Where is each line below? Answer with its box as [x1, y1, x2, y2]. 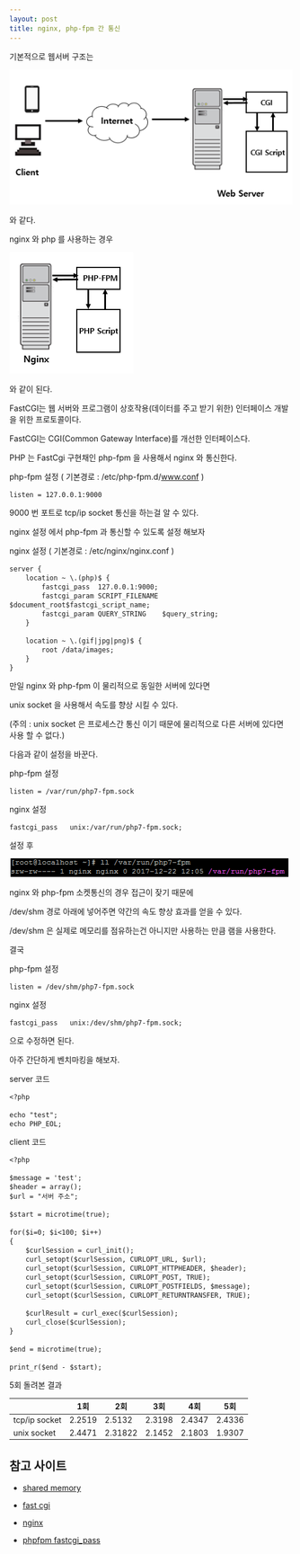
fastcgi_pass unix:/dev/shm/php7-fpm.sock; [9, 1018, 182, 1027]
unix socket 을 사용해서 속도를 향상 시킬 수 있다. [9, 699, 179, 710]
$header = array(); [9, 1182, 83, 1191]
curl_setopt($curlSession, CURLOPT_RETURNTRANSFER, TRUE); [25, 1291, 251, 1300]
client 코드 [9, 1136, 47, 1147]
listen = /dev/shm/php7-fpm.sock [9, 982, 135, 991]
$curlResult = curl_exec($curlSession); [25, 1309, 179, 1318]
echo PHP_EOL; [9, 1119, 63, 1128]
